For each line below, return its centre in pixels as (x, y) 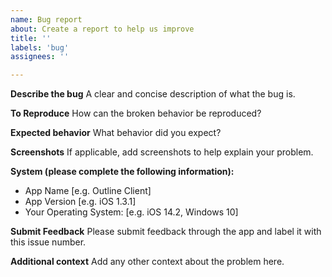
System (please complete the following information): (122, 172)
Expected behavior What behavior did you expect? (116, 133)
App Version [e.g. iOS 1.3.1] (80, 202)
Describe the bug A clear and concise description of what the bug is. (153, 94)
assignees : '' (40, 57)
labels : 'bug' (40, 47)
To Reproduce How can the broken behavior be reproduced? (136, 113)
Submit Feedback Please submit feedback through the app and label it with (166, 232)
